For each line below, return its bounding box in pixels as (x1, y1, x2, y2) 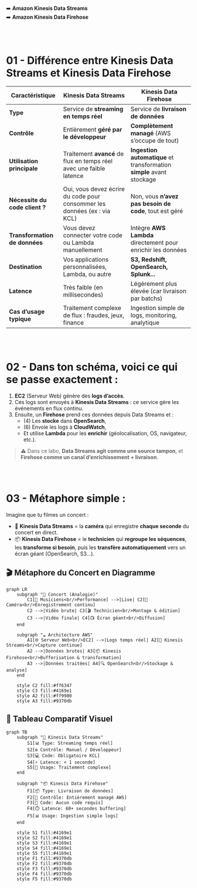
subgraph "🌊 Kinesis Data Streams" (16, 735, 104, 741)
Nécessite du (9, 196, 47, 204)
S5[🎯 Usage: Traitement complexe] (27, 765, 111, 771)
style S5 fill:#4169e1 (16, 850, 72, 856)
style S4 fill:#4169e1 (16, 845, 72, 852)
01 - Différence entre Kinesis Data (6, 54, 174, 68)
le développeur (63, 133, 107, 141)
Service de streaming (63, 105, 124, 113)
